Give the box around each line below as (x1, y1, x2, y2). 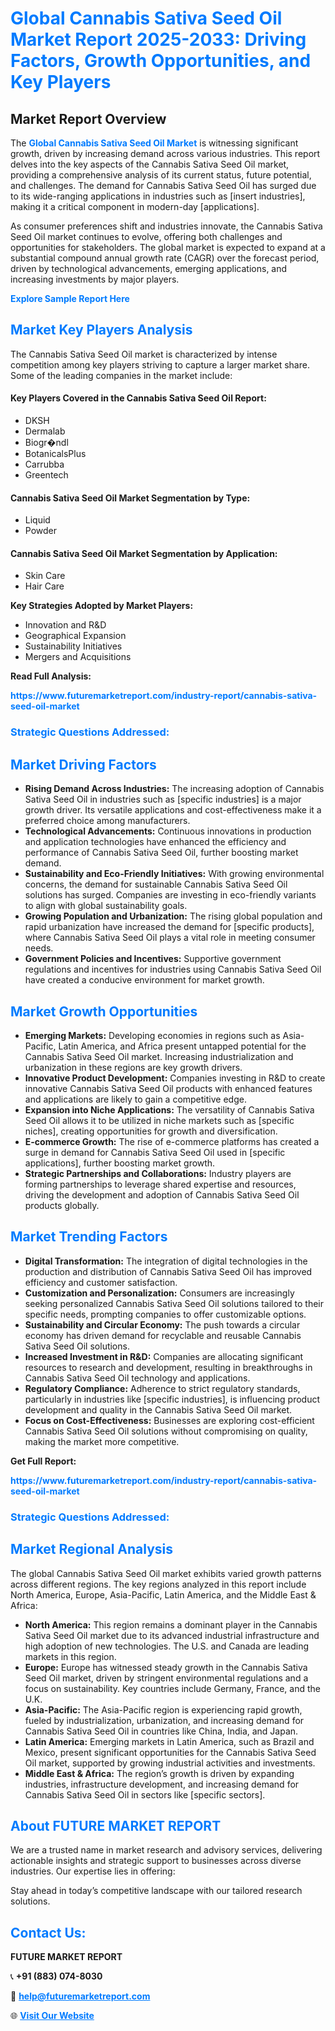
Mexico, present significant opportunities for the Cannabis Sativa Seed (24, 1746, 317, 1758)
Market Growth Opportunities (10, 1003, 198, 1020)
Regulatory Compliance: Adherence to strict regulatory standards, (24, 1382, 301, 1394)
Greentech (24, 469, 69, 481)
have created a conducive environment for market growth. (24, 974, 265, 986)
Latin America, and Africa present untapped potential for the (58, 1040, 307, 1052)
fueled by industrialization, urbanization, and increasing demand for (24, 1714, 305, 1726)
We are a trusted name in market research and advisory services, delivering (10, 1844, 323, 1856)
